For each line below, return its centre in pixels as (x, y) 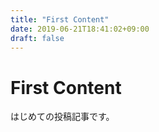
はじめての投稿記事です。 (62, 117)
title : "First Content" (60, 19)
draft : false (37, 38)
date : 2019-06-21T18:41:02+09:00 (80, 29)
